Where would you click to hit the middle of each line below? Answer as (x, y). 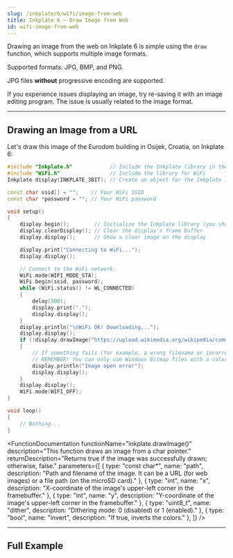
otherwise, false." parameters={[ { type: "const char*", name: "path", (105, 465)
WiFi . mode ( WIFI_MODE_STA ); (59, 276)
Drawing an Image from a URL (72, 130)
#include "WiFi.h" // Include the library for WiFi (107, 174)
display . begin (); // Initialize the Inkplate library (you (118, 224)
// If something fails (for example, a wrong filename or (118, 353)
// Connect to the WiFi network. (68, 269)
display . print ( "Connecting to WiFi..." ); (80, 250)
